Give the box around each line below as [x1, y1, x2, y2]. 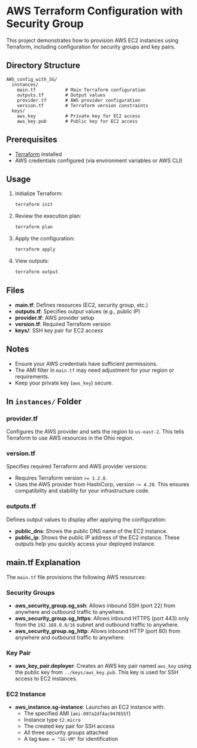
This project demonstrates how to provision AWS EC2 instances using [6, 37, 178, 44]
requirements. [14, 373, 50, 380]
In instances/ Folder [6, 396, 82, 407]
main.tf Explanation [6, 558, 81, 568]
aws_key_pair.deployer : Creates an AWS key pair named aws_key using [14, 662, 192, 670]
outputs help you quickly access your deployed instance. [14, 540, 156, 547]
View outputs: [14, 258, 50, 264]
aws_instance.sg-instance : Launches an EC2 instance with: [14, 704, 165, 711]
